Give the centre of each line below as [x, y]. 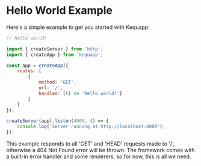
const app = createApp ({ [37, 66]
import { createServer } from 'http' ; [55, 49]
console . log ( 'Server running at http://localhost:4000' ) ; [91, 127]
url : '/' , [51, 88]
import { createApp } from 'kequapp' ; [55, 55]
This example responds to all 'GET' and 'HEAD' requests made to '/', [91, 144]
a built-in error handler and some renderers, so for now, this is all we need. [99, 156]
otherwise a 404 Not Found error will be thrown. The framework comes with [101, 150]
